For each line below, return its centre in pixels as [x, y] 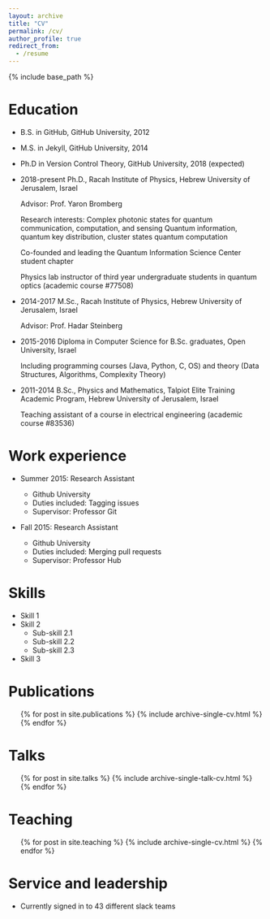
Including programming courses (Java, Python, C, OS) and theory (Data [139, 366]
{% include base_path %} [51, 77]
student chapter [47, 261]
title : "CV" [28, 24]
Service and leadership [88, 883]
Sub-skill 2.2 [54, 641]
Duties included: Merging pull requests [97, 551]
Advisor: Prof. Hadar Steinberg [71, 325]
